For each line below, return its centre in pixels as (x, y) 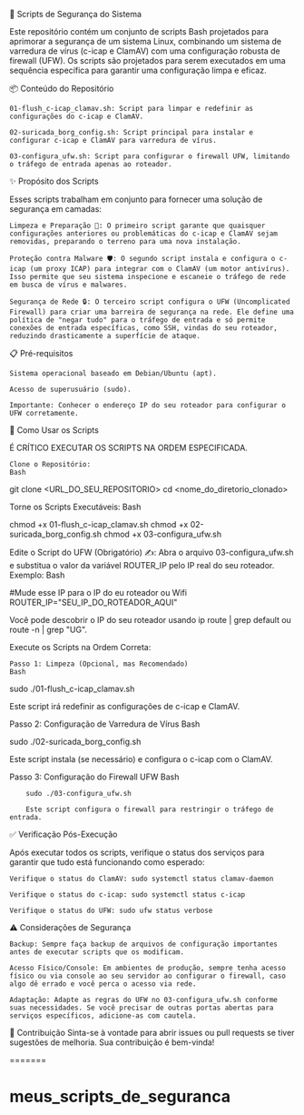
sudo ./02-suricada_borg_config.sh (75, 742)
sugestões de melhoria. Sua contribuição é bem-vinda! (112, 1042)
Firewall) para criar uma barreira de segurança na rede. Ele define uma (152, 312)
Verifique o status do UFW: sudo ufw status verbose (111, 910)
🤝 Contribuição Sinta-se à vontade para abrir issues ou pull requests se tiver (152, 1033)
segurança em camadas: (56, 209)
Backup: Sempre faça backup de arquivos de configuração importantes (144, 944)
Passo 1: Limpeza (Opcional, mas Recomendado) (99, 664)
